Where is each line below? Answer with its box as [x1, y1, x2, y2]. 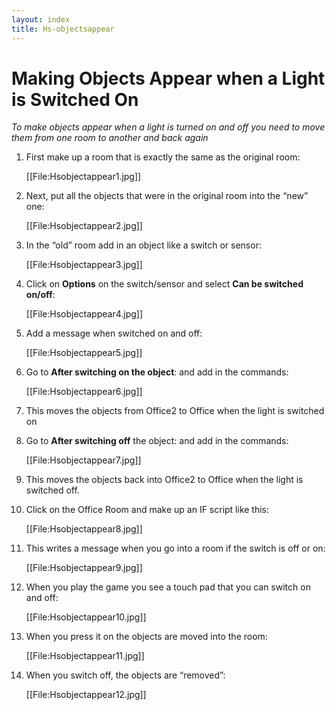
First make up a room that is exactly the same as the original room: [25, 151, 301, 163]
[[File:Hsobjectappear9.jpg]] [25, 562, 143, 574]
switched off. [25, 484, 80, 496]
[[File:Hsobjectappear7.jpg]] [25, 454, 142, 466]
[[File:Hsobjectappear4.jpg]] [25, 308, 144, 320]
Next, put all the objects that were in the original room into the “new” [25, 190, 309, 202]
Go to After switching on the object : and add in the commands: [25, 366, 289, 378]
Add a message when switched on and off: [25, 327, 203, 340]
